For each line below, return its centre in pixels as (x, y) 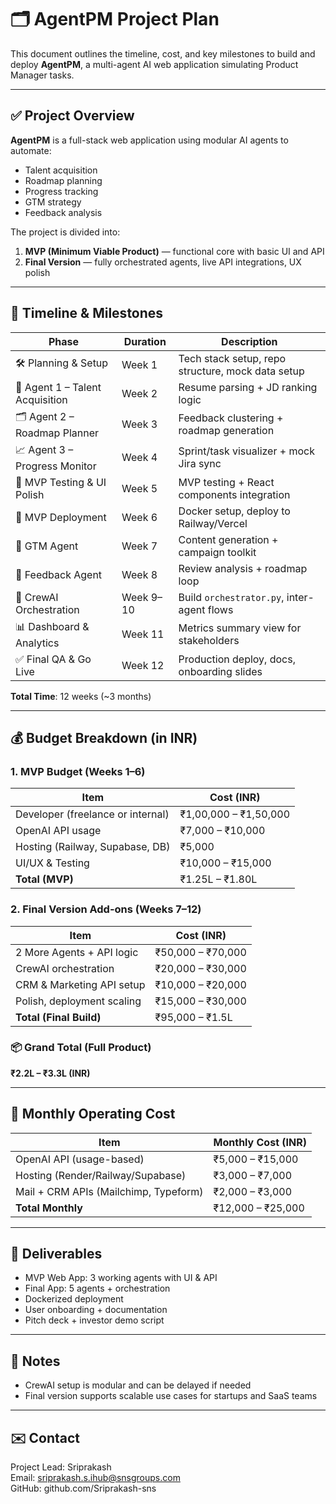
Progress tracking (61, 191)
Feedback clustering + (231, 418)
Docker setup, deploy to (234, 511)
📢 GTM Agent (47, 546)
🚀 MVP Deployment (61, 517)
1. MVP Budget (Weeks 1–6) (78, 771)
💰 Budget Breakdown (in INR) (104, 737)
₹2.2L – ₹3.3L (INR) (50, 1073)
